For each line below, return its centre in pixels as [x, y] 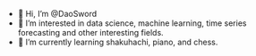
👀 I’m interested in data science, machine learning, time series [132, 23]
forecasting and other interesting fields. [90, 32]
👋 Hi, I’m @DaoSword [57, 14]
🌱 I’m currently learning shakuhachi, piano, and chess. [118, 42]
